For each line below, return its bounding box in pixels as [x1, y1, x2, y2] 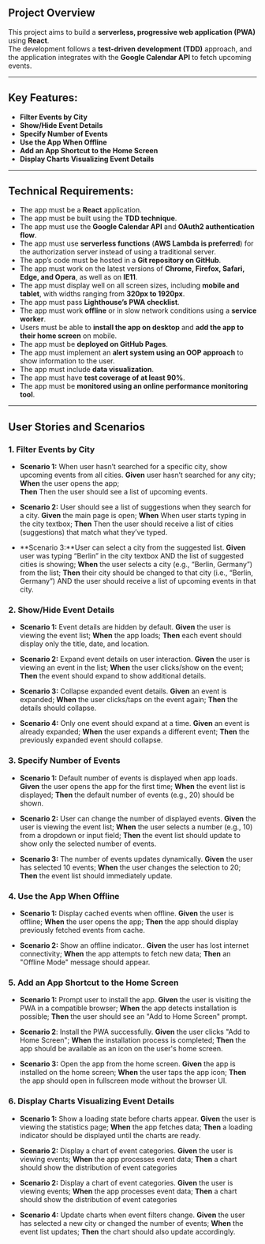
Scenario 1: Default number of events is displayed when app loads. [19, 773, 238, 783]
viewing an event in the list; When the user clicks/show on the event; [19, 663, 244, 672]
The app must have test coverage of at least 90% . [19, 373, 185, 382]
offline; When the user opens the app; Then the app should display [19, 917, 239, 926]
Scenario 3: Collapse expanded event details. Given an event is [19, 686, 227, 696]
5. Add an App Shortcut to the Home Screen [8, 977, 179, 988]
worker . [19, 314, 46, 324]
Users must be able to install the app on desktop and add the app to [19, 323, 244, 333]
